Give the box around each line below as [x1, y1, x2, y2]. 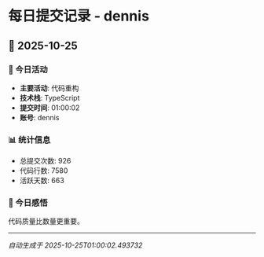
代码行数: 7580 [19, 166, 68, 175]
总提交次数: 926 [19, 156, 71, 166]
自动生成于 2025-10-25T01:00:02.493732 [8, 240, 143, 250]
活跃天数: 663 [19, 176, 64, 185]
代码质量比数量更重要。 [8, 217, 84, 226]
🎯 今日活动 [8, 64, 49, 75]
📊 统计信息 [8, 134, 51, 145]
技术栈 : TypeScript [19, 93, 80, 102]
